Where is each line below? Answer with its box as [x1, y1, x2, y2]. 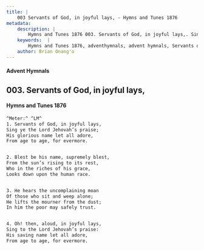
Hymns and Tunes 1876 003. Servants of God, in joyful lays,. [28, 32, 189, 38]
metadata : [6, 20, 32, 26]
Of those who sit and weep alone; [6, 193, 94, 200]
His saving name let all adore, [6, 232, 88, 238]
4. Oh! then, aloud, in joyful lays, [6, 221, 102, 227]
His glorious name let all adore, [6, 132, 94, 139]
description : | [17, 26, 56, 32]
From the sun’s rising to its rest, [6, 160, 99, 166]
